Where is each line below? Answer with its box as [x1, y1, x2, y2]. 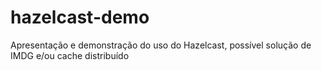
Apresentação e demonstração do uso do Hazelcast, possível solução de [10, 39, 312, 51]
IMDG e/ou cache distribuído [10, 49, 130, 61]
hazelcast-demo [10, 6, 150, 29]
